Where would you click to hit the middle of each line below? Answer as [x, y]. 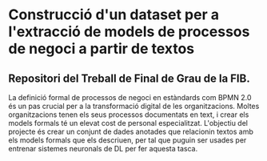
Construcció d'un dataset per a [114, 15]
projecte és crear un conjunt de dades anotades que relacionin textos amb [131, 131]
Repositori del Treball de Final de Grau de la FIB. [129, 78]
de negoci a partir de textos [102, 49]
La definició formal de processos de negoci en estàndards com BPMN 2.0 [130, 97]
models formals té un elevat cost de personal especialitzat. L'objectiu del [128, 123]
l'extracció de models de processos [129, 32]
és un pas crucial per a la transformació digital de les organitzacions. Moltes [134, 106]
